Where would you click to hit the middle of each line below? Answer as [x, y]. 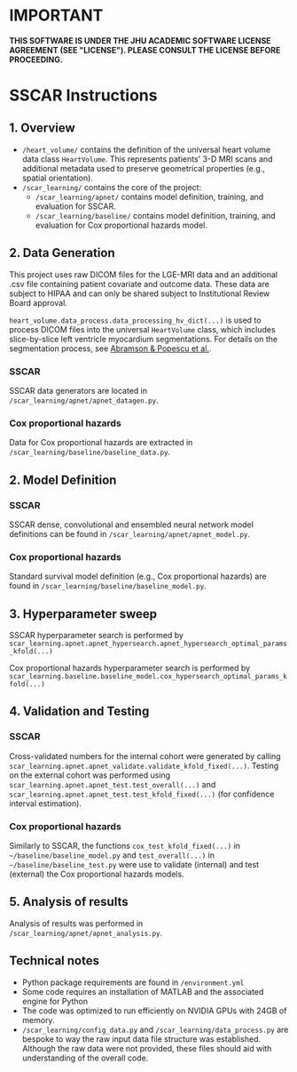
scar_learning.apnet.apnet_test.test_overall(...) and [113, 784]
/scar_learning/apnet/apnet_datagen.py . [84, 400]
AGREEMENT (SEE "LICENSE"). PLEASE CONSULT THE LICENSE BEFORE [145, 50]
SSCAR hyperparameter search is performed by [97, 635]
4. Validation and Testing [79, 712]
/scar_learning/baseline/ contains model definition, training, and [156, 215]
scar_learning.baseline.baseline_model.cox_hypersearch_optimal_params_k [148, 676]
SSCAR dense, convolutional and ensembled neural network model [132, 524]
